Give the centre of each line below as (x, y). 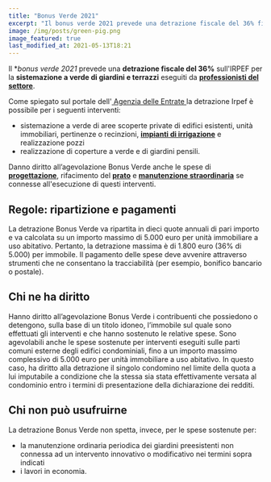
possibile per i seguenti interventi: (65, 110)
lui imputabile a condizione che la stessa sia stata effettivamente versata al (133, 376)
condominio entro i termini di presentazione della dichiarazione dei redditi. (131, 384)
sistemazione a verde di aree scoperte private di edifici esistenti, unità (136, 126)
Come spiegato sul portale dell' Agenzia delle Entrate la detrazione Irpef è (131, 102)
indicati (32, 462)
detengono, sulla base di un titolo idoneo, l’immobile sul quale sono (120, 325)
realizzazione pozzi (52, 143)
